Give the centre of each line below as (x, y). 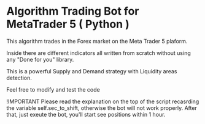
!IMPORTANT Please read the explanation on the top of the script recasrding (103, 101)
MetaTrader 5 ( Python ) (68, 24)
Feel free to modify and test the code (53, 89)
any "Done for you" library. (40, 59)
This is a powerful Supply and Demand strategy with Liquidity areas (92, 71)
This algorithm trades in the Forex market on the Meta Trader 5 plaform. (97, 41)
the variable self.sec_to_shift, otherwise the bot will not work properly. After (102, 108)
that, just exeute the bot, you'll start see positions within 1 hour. (86, 114)
